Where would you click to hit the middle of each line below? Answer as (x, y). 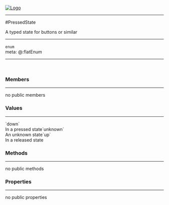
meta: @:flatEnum (24, 52)
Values (14, 108)
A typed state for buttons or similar (41, 32)
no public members (25, 95)
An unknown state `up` (28, 134)
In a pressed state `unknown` (35, 129)
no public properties (26, 197)
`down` (13, 124)
